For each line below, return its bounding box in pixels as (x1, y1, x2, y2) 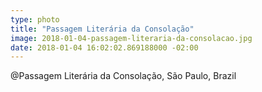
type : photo (10, 14, 60, 25)
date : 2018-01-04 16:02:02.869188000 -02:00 (10, 42, 199, 53)
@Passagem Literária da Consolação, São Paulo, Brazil (10, 70, 237, 82)
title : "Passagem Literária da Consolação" (10, 24, 195, 34)
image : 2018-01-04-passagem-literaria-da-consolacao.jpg (10, 33, 253, 43)
